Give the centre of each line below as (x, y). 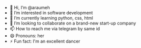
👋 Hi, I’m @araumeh (30, 8)
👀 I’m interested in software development (51, 13)
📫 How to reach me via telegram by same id (55, 29)
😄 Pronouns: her (27, 36)
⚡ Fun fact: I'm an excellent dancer (45, 41)
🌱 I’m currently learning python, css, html (51, 18)
